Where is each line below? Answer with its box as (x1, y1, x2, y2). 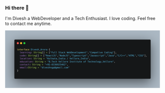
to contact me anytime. (5, 21, 52, 26)
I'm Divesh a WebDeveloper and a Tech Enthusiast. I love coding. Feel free (5, 16, 156, 22)
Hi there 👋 (5, 4, 29, 11)
